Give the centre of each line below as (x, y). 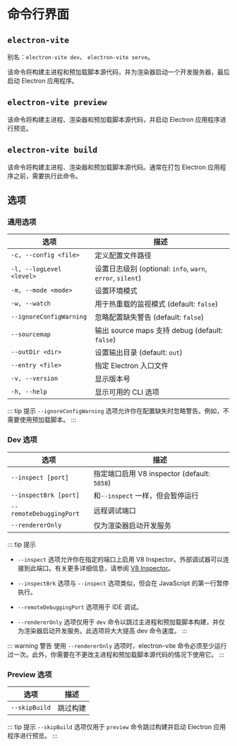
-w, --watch (31, 304)
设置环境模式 (116, 291)
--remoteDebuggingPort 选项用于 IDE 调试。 (80, 606)
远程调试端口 (115, 510)
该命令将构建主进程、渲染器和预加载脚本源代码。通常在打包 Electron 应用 (114, 167)
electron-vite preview (57, 103)
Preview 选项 (30, 674)
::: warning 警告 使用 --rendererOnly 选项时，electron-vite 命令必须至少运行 (117, 645)
